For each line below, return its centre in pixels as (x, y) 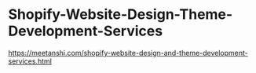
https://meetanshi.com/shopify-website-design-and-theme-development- (128, 53)
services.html (30, 61)
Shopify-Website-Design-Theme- (121, 15)
